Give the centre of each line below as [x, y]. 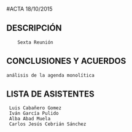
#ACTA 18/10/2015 [30, 9]
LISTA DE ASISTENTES [50, 94]
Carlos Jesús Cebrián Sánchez [48, 124]
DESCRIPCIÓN [34, 28]
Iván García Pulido [34, 114]
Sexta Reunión [35, 42]
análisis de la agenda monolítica [51, 75]
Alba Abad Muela [30, 119]
